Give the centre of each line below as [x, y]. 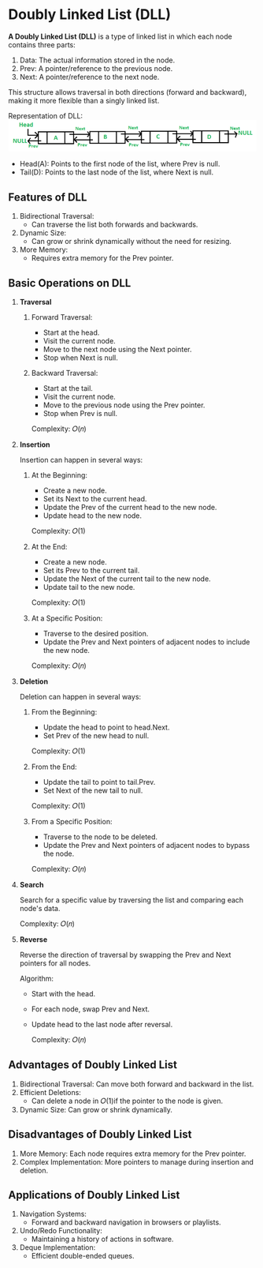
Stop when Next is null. [80, 358]
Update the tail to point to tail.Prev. [99, 782]
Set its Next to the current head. [95, 499]
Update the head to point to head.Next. [106, 727]
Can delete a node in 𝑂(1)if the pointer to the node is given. [127, 1101]
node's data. [40, 908]
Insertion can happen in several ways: [81, 460]
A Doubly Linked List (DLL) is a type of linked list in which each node [120, 36]
